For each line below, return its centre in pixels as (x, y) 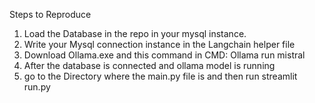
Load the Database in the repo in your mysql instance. (135, 33)
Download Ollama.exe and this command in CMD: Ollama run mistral (164, 55)
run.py (37, 87)
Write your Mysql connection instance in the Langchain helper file (159, 44)
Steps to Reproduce (50, 14)
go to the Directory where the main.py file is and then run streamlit (160, 76)
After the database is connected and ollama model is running (149, 65)
